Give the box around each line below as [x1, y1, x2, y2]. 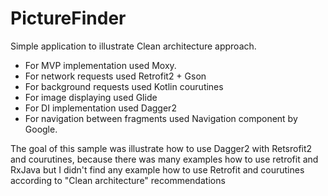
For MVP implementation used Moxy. [24, 59, 177, 71]
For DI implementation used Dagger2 [24, 102, 177, 114]
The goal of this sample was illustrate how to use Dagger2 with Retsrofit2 [10, 142, 313, 154]
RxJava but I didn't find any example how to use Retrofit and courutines [10, 163, 305, 176]
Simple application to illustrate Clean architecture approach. [10, 40, 257, 52]
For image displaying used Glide [24, 91, 158, 103]
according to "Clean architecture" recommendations [10, 174, 226, 186]
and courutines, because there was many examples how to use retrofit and [10, 153, 319, 165]
